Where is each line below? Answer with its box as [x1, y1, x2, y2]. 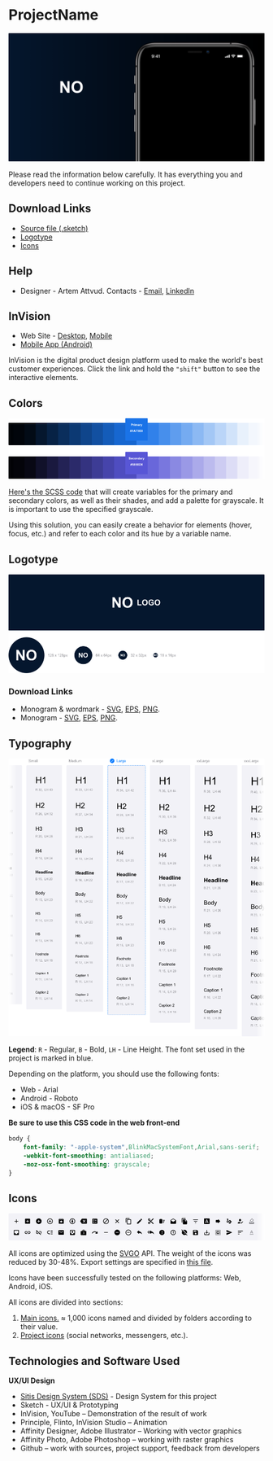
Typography [8, 737, 71, 750]
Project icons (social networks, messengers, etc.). [19, 1331, 188, 1341]
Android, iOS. [8, 1282, 53, 1292]
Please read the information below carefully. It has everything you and [8, 169, 244, 179]
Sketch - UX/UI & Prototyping [19, 1400, 119, 1410]
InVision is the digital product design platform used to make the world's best [8, 356, 263, 365]
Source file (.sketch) [19, 223, 89, 233]
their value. [19, 1322, 58, 1332]
